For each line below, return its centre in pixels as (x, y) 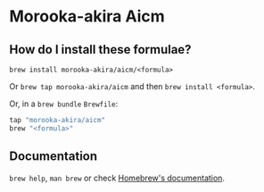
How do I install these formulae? (100, 50)
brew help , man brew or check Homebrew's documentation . (117, 178)
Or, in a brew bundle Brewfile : (64, 104)
